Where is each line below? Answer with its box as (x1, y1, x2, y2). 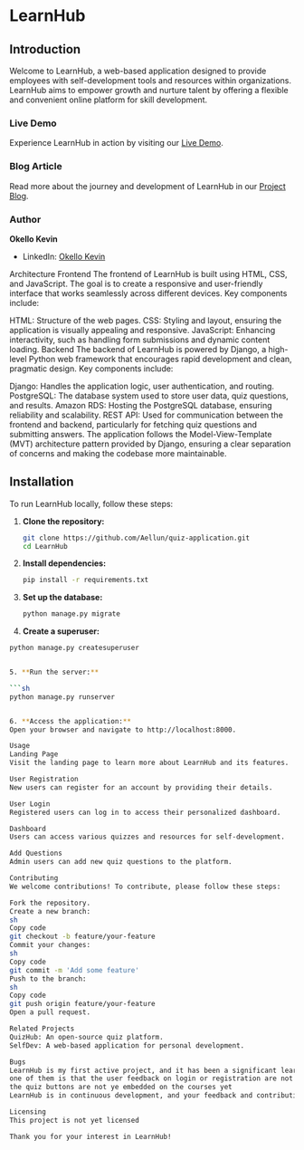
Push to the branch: (9, 974, 88, 983)
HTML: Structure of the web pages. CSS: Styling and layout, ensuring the (9, 314, 282, 326)
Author (9, 213, 42, 225)
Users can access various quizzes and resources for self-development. (9, 832, 285, 842)
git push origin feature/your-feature (9, 1000, 156, 1009)
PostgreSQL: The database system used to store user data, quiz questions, (9, 390, 290, 401)
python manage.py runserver (9, 692, 116, 702)
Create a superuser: (22, 626, 100, 637)
